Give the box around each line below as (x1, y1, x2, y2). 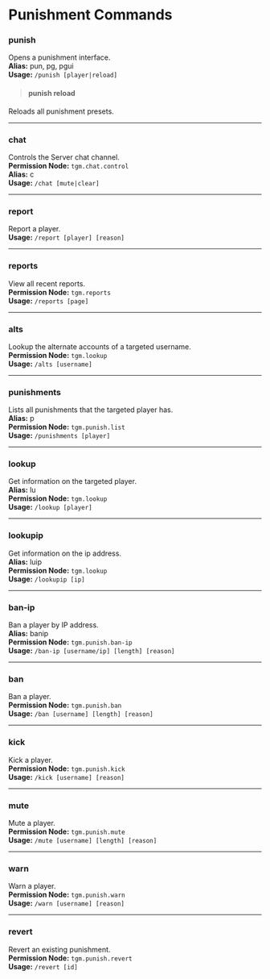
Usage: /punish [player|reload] (8, 70, 118, 80)
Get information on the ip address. (8, 548, 122, 558)
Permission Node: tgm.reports (8, 287, 111, 297)
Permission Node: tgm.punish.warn (8, 889, 126, 900)
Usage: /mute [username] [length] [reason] (8, 835, 157, 844)
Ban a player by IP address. (8, 620, 99, 630)
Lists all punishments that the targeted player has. (8, 405, 174, 415)
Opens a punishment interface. (8, 52, 111, 62)
